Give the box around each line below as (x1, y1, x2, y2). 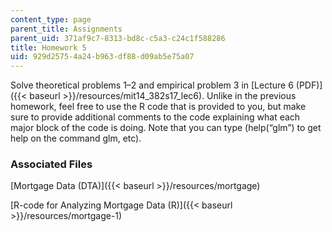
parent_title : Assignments (10, 24, 123, 34)
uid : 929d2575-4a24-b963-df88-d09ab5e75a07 (10, 52, 195, 62)
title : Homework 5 (10, 42, 87, 53)
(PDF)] (295, 79, 323, 91)
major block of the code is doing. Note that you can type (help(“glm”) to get (10, 122, 322, 134)
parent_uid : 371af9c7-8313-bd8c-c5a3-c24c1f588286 (10, 33, 226, 43)
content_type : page (10, 14, 92, 25)
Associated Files (10, 157, 93, 171)
